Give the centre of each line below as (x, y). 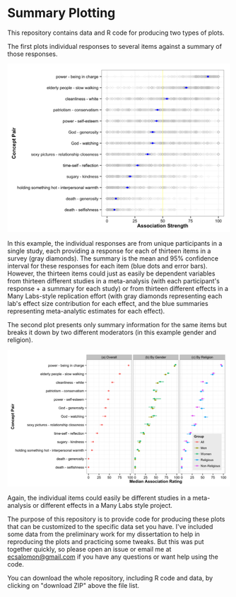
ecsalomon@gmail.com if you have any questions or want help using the (113, 557)
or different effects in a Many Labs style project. (103, 505)
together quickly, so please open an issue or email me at (89, 549)
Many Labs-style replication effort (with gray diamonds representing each (115, 296)
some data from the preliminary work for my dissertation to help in (104, 534)
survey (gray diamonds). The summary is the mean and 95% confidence (113, 258)
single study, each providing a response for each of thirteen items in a (109, 251)
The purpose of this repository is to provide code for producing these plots (116, 519)
